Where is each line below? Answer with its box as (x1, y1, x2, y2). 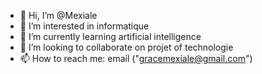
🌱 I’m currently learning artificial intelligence (19, 31, 202, 42)
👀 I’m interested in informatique (19, 20, 150, 32)
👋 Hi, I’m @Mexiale (19, 10, 98, 21)
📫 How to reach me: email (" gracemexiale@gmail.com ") (19, 53, 253, 64)
